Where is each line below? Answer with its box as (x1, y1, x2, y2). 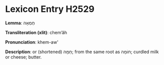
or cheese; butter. (5, 54, 42, 60)
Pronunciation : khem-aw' (5, 39, 58, 45)
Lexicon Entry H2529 (5, 3, 95, 15)
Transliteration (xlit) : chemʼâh (5, 29, 67, 35)
